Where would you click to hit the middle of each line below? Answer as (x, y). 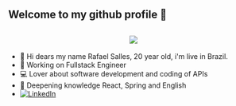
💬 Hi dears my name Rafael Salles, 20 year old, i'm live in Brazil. (124, 57)
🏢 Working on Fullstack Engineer (73, 65)
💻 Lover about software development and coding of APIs (114, 74)
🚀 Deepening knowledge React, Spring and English (103, 85)
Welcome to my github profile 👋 (87, 15)
